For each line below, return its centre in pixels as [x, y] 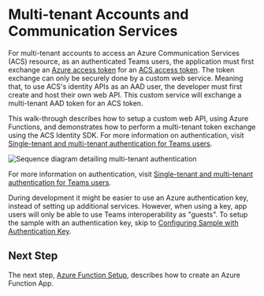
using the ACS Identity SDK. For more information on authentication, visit [126, 135]
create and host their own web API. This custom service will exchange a [125, 94]
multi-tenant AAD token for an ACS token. [76, 103]
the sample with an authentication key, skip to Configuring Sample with [123, 223]
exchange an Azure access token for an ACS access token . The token [121, 69]
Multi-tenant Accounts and [99, 15]
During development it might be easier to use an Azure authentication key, [128, 198]
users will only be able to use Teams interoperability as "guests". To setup [128, 214]
